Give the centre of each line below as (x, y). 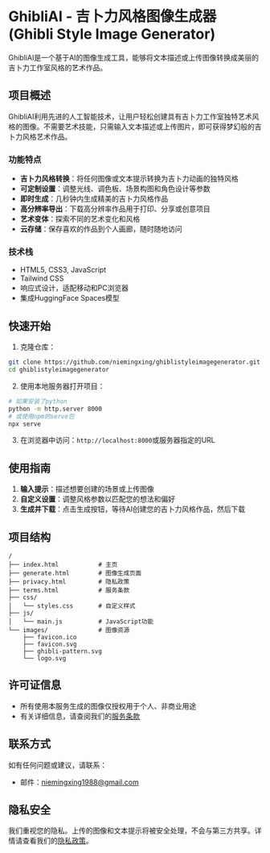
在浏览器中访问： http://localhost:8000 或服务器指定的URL (117, 440)
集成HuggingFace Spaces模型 (70, 298)
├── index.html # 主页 (63, 565)
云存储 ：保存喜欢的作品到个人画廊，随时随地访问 (101, 229)
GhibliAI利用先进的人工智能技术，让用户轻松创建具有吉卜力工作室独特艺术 (130, 116)
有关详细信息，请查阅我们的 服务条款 (80, 716)
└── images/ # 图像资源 (69, 630)
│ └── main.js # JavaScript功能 (81, 622)
